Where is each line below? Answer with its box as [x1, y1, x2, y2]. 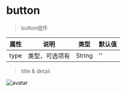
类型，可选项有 [28, 52, 70, 60]
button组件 [20, 24, 48, 31]
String [76, 51, 93, 60]
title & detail [20, 67, 50, 75]
